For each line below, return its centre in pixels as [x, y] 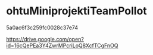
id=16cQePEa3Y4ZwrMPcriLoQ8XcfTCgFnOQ [62, 45]
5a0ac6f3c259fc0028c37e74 [42, 27]
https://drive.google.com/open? [45, 39]
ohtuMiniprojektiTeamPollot [76, 11]
